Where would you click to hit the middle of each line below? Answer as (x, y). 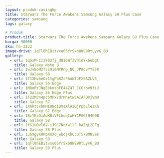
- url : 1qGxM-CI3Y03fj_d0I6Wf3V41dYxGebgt (54, 60)
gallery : (14, 56)
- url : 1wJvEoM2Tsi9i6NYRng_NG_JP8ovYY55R (54, 70)
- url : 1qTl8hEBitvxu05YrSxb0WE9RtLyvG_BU (54, 144)
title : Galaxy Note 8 (36, 65)
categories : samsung (27, 19)
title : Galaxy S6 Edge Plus (43, 92)
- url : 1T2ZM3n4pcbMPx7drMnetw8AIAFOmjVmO (54, 97)
